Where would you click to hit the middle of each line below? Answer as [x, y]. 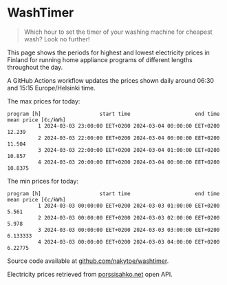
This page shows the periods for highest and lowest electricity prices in [108, 52]
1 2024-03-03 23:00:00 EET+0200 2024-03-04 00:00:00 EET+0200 [129, 126]
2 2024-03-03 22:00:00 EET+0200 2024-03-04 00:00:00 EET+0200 [129, 138]
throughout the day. [35, 67]
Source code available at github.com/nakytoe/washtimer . [88, 261]
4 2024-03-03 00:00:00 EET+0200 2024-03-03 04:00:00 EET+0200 [129, 242]
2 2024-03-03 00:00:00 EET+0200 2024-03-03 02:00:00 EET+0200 [129, 218]
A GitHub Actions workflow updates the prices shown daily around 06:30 [111, 80]
